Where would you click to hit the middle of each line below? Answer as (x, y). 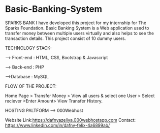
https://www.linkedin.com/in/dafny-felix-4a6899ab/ (58, 125)
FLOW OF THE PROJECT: (31, 86)
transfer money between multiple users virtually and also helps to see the (80, 33)
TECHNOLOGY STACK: (28, 48)
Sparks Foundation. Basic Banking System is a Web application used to (77, 28)
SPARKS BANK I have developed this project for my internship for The (76, 23)
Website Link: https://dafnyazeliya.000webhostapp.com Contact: (70, 120)
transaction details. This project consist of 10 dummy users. (66, 38)
